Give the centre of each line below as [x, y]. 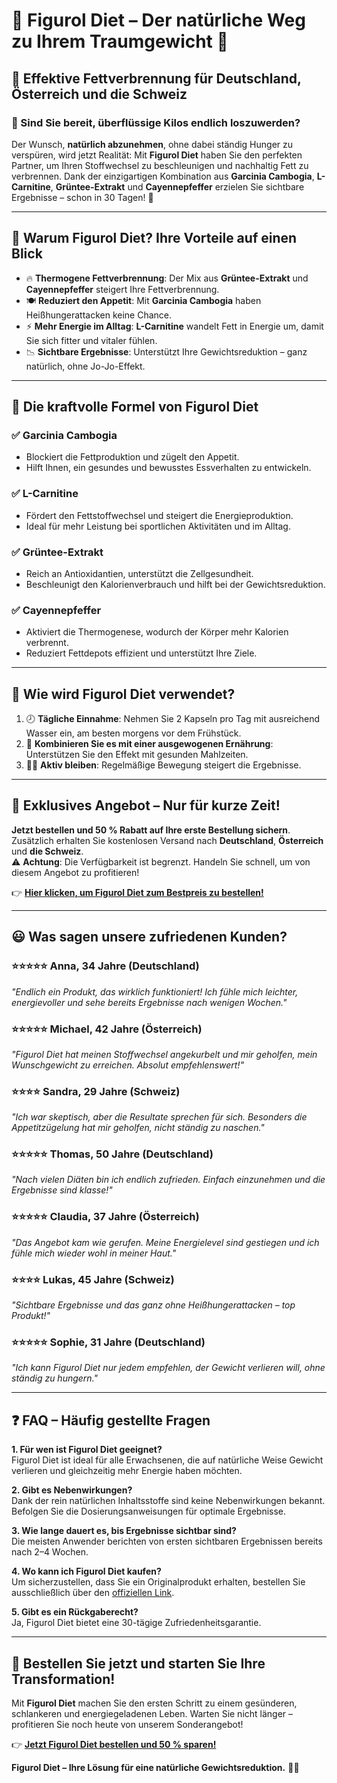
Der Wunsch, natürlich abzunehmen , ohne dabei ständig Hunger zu [152, 144]
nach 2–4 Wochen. [50, 1552]
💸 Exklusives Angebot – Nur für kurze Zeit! [146, 805]
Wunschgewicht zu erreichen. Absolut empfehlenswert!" [127, 1065]
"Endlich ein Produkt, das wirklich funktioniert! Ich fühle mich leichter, [155, 991]
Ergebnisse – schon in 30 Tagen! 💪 [82, 197]
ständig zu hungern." [55, 1378]
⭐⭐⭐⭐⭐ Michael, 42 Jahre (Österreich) [107, 1029]
